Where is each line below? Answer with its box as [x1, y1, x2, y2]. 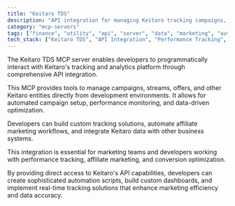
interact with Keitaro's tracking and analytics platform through [7, 63, 185, 71]
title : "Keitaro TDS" [7, 10, 71, 17]
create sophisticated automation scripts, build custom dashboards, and [7, 176, 213, 185]
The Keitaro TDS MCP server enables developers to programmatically [7, 55, 208, 64]
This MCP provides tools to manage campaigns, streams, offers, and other [7, 84, 222, 92]
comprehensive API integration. [7, 71, 98, 79]
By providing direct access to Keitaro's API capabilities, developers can [7, 169, 213, 177]
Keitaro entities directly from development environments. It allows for [7, 91, 206, 100]
